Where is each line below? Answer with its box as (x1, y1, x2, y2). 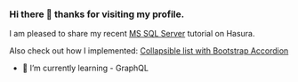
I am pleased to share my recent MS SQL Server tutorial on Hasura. (9, 29, 255, 39)
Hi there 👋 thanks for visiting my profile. (9, 8, 185, 20)
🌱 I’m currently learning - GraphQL (21, 62, 149, 74)
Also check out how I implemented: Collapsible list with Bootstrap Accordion (9, 45, 289, 56)
